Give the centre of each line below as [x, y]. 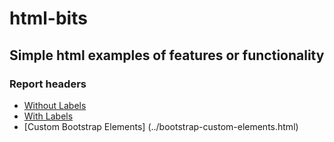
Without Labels [55, 105]
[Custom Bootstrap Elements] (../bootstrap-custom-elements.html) [161, 126]
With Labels [48, 116]
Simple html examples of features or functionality [167, 55]
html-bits [48, 18]
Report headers [48, 84]
